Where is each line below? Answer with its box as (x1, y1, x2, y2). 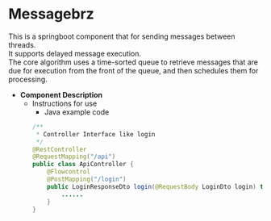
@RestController (31, 145, 87, 153)
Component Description (19, 90, 103, 99)
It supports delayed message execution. (8, 48, 142, 58)
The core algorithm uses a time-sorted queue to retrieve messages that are (8, 57, 258, 67)
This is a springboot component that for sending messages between (8, 31, 236, 41)
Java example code (44, 106, 110, 117)
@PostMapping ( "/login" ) (47, 175, 127, 184)
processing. (8, 74, 48, 84)
